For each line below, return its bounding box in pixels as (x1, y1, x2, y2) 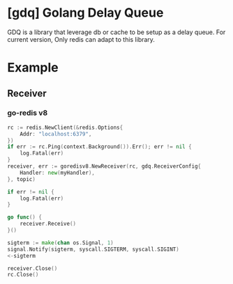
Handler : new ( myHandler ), (20, 169, 96, 176)
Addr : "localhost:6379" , (20, 130, 92, 137)
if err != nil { (7, 188, 54, 196)
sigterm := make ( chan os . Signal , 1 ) (7, 239, 114, 246)
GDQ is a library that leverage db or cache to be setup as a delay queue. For (7, 28, 226, 36)
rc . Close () (7, 271, 39, 278)
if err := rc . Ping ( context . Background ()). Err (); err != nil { (7, 143, 192, 150)
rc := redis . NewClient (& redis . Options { (7, 124, 123, 131)
